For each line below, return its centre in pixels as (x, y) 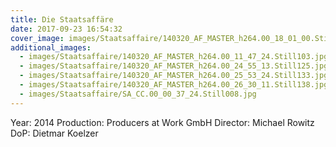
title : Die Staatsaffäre (62, 19)
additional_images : (51, 47)
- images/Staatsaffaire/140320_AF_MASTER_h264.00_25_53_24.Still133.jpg (174, 76)
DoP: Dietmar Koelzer (54, 133)
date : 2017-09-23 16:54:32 (66, 29)
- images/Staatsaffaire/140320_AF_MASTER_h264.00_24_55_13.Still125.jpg (174, 66)
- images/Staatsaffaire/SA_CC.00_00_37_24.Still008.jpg (138, 94)
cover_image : (37, 38)
